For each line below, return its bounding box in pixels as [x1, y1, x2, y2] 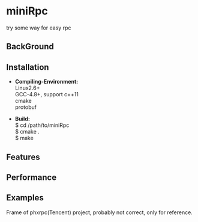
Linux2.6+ [14, 84, 40, 91]
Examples [6, 193, 44, 203]
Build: [14, 116, 30, 123]
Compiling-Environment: [14, 78, 79, 85]
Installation [6, 62, 49, 72]
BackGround [6, 42, 54, 52]
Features [6, 152, 40, 162]
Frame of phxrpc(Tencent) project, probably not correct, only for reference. [6, 209, 193, 216]
